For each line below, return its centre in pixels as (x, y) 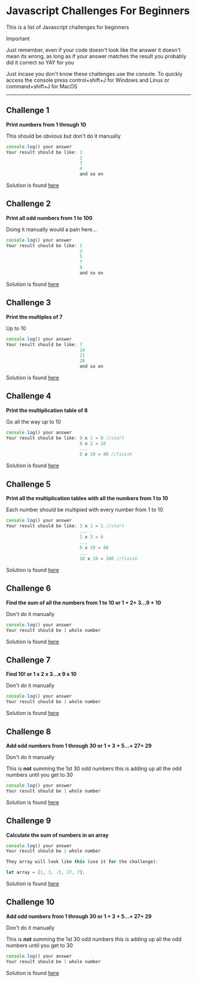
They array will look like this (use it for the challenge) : (82, 862)
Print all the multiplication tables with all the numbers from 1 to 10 (87, 498)
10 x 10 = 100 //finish (108, 559)
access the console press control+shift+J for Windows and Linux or (88, 80)
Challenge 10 (30, 902)
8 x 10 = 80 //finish (106, 454)
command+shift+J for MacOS (42, 86)
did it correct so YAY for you (40, 62)
